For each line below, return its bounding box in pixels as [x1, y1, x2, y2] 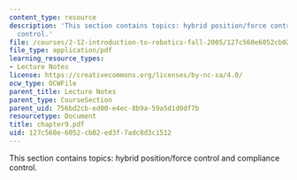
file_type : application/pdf [9, 46, 113, 55]
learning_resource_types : [9, 54, 104, 63]
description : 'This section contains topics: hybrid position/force [9, 21, 267, 30]
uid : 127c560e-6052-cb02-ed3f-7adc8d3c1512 [9, 129, 172, 137]
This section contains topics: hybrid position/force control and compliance [9, 153, 280, 163]
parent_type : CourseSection [9, 95, 113, 105]
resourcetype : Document [9, 112, 97, 121]
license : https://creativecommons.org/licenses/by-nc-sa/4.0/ [9, 71, 243, 80]
